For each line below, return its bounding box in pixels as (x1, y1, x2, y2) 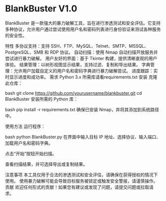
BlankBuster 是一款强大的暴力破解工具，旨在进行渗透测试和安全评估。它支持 (5, 20, 161, 26)
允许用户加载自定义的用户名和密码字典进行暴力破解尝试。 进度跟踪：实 (13, 67, 158, 73)
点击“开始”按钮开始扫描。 (5, 150, 57, 156)
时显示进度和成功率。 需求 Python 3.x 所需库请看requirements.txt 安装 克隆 (5, 74, 158, 80)
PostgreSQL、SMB (5, 49, 43, 55)
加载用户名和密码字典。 (5, 140, 53, 146)
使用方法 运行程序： (5, 123, 45, 129)
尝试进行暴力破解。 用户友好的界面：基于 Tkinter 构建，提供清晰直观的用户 (5, 55, 158, 61)
